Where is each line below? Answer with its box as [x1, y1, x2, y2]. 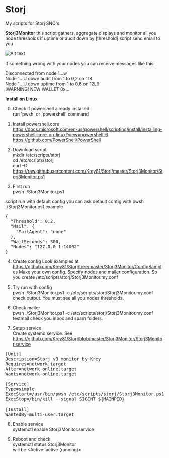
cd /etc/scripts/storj [12, 157, 54, 163]
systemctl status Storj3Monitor [12, 441, 76, 447]
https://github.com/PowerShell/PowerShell [12, 137, 101, 143]
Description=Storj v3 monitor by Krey [5, 356, 101, 362]
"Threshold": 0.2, [10, 218, 56, 224]
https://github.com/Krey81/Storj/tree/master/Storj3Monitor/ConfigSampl [12, 263, 162, 269]
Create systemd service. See [12, 330, 73, 336]
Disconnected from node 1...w [5, 70, 67, 76]
